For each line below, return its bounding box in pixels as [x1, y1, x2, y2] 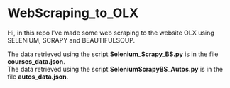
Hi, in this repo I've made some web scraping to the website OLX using [7, 28, 214, 37]
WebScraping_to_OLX [7, 5, 139, 21]
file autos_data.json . [7, 72, 69, 81]
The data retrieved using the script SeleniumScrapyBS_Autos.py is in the [7, 65, 224, 73]
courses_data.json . [7, 57, 65, 65]
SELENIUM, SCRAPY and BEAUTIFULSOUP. [7, 35, 136, 44]
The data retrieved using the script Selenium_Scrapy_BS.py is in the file [7, 50, 219, 58]
